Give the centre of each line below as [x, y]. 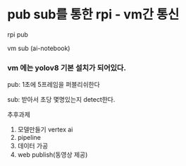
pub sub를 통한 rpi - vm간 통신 [93, 14]
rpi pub [18, 34]
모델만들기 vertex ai [45, 130]
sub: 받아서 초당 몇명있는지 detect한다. [61, 100]
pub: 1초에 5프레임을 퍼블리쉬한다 [54, 85]
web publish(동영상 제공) [52, 155]
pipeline [29, 138]
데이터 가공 [33, 146]
